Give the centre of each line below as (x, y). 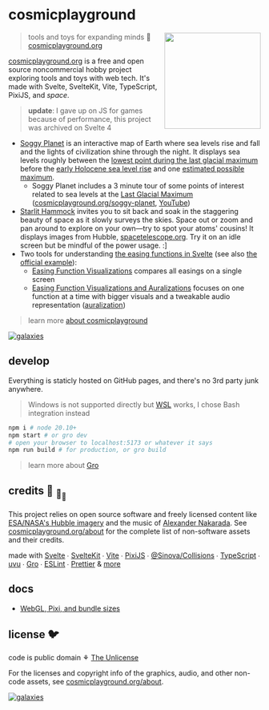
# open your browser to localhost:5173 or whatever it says (111, 442)
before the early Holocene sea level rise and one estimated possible (132, 168)
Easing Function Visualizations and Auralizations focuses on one (138, 288)
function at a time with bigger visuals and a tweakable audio (131, 296)
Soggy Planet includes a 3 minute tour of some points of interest (138, 185)
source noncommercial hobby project (70, 69)
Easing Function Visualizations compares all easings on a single (137, 271)
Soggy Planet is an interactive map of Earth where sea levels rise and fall (140, 143)
